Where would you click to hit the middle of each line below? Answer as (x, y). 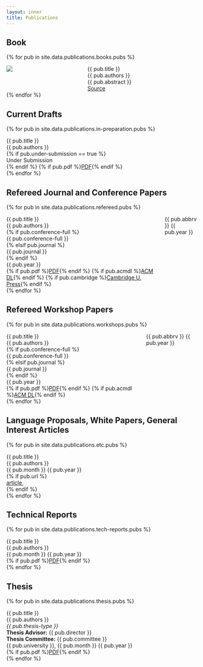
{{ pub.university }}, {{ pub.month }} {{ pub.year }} (69, 646)
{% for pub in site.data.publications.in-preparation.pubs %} (81, 129)
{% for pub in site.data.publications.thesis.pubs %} (70, 601)
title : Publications (33, 18)
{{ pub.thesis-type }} (33, 626)
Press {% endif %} (29, 284)
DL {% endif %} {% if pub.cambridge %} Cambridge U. (74, 277)
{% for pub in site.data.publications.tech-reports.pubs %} (79, 529)
